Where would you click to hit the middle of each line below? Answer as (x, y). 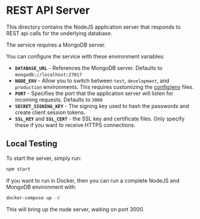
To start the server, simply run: (44, 158)
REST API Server (48, 10)
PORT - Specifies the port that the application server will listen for (94, 93)
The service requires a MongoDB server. (56, 45)
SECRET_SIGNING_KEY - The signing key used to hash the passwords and (102, 106)
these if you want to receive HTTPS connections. (75, 125)
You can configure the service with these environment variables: (86, 56)
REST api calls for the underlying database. (59, 33)
